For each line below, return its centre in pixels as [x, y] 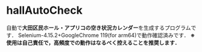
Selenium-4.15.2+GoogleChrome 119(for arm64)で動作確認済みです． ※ [106, 35]
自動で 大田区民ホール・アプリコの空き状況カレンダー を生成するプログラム [99, 27]
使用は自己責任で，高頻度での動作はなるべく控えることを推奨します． [93, 42]
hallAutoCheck [44, 10]
